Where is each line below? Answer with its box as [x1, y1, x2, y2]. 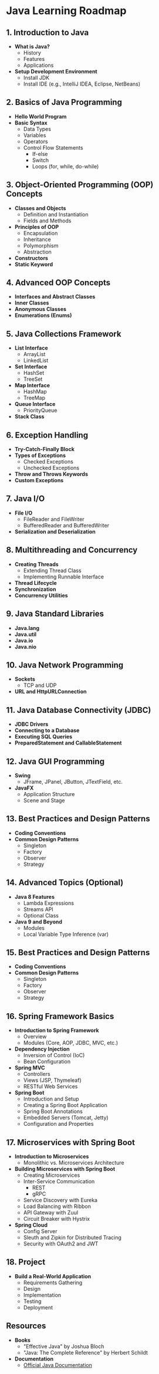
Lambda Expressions [23, 899, 75, 906]
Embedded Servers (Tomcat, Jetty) [23, 1114, 109, 1121]
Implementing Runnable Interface [23, 573, 104, 580]
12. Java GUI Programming [6, 756, 104, 766]
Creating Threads [14, 560, 59, 567]
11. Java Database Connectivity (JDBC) [6, 705, 151, 715]
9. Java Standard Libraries [6, 609, 104, 619]
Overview [23, 1033, 47, 1040]
